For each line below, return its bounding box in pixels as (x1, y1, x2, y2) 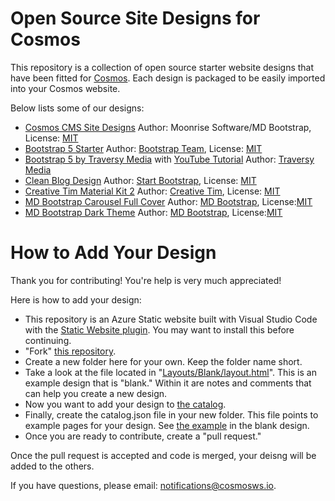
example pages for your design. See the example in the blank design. (24, 419, 310, 431)
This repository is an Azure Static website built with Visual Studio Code (24, 313, 318, 325)
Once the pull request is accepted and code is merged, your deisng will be (10, 449, 317, 461)
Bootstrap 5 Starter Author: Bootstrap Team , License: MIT (24, 142, 263, 154)
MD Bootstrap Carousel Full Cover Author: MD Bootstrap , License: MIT (24, 195, 313, 207)
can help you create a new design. (24, 387, 168, 399)
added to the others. (10, 460, 95, 472)
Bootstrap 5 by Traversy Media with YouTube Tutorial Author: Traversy (24, 153, 315, 165)
